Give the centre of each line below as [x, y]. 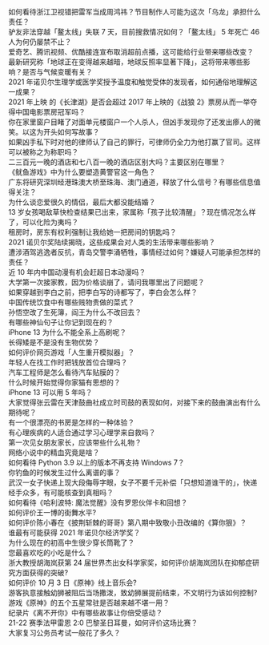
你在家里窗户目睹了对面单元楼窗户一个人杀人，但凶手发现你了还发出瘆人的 [131, 122]
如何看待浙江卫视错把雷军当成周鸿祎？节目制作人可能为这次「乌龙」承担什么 [134, 12]
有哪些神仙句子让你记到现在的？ [61, 322]
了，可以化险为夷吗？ [43, 222]
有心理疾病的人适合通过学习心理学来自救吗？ [82, 432]
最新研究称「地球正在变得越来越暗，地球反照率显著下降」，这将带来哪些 [126, 62]
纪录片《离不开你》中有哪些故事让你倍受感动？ [85, 613]
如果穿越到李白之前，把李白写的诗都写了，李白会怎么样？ [103, 292]
